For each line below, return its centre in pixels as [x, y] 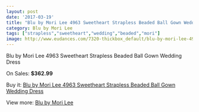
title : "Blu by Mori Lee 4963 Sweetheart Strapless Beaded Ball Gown [94, 22]
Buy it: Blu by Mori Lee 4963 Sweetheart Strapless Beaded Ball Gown [91, 85]
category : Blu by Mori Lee [39, 28]
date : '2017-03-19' [30, 17]
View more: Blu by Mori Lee [40, 103]
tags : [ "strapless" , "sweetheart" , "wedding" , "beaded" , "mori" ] [83, 34]
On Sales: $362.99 [30, 73]
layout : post [22, 11]
